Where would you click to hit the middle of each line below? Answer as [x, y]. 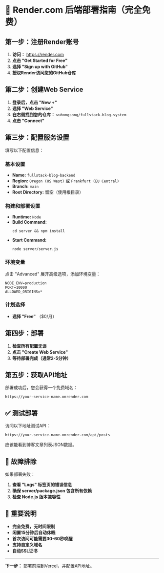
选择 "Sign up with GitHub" [40, 67]
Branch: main [25, 186]
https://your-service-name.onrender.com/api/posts [58, 435]
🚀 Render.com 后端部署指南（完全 [74, 10]
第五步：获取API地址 [36, 375]
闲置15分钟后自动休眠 [34, 532]
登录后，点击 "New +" [35, 102]
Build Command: [30, 222]
